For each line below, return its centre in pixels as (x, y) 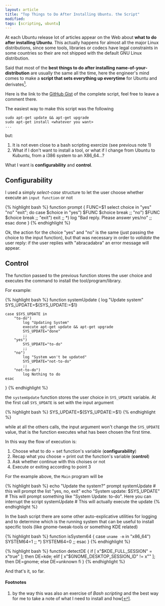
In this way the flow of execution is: (41, 442)
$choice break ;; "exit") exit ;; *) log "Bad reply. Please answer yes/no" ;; (79, 218)
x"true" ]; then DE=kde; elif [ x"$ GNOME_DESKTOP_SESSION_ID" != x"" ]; (80, 556)
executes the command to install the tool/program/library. (64, 281)
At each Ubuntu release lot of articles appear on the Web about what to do (81, 37)
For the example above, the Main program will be (54, 476)
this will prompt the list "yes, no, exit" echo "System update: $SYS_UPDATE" (82, 491)
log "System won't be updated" (55, 357)
